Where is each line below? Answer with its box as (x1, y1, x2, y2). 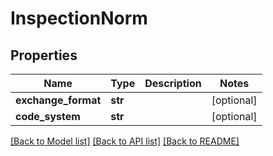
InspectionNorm (10, 7, 148, 30)
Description (144, 77, 202, 90)
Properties (10, 47, 78, 64)
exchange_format (15, 93, 102, 107)
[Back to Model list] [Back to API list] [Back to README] (10, 135, 240, 147)
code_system (15, 110, 81, 123)
